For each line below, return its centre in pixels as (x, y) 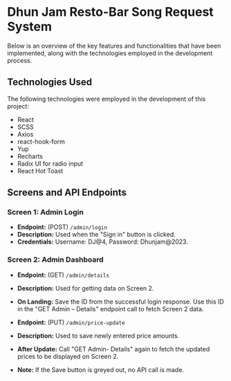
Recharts (30, 156)
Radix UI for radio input (50, 164)
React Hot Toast (40, 170)
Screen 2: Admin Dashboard (55, 260)
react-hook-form (41, 141)
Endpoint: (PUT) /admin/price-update (71, 322)
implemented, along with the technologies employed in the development (110, 53)
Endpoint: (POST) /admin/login (62, 227)
